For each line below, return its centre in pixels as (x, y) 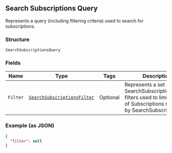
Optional (109, 98)
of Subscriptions (145, 104)
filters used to (141, 98)
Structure (17, 39)
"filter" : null (26, 141)
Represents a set (145, 85)
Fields (13, 63)
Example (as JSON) (30, 126)
